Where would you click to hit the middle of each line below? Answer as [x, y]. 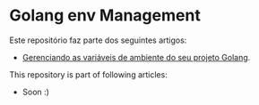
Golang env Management [105, 16]
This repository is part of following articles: [88, 74]
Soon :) [35, 92]
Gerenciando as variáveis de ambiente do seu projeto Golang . [136, 57]
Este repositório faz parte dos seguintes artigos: [98, 40]
